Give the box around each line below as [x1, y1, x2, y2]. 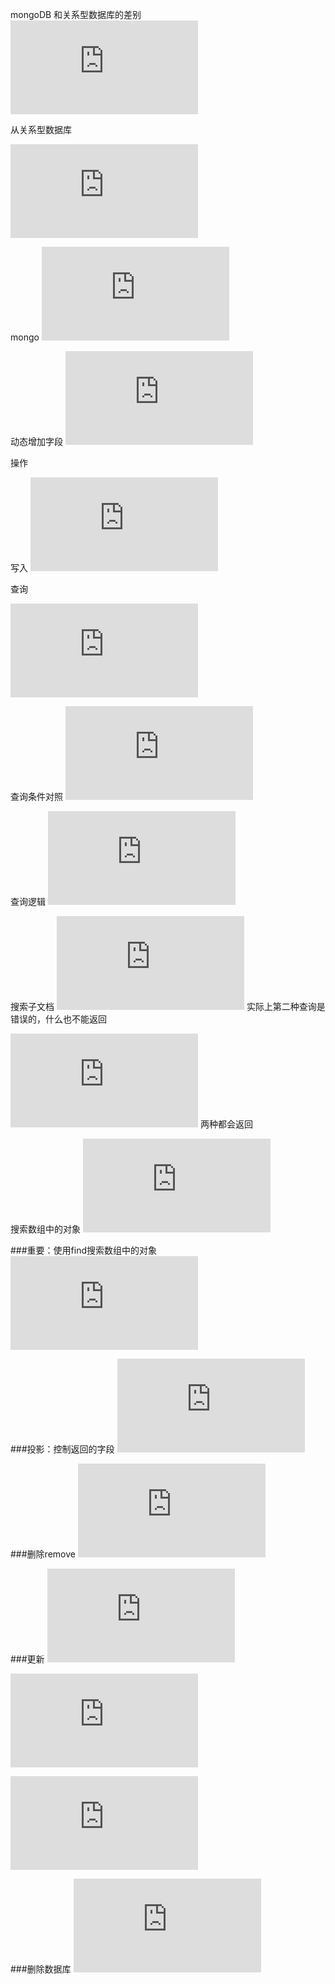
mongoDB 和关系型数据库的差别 [10, 9, 142, 20]
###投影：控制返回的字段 [10, 1443, 115, 1455]
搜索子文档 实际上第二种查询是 [10, 1001, 326, 1012]
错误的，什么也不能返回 [10, 1013, 107, 1025]
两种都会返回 [199, 1118, 253, 1130]
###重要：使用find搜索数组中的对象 [10, 1244, 158, 1256]
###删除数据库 [10, 1963, 72, 1975]
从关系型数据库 [10, 124, 72, 135]
